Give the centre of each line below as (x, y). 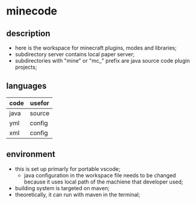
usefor (40, 103)
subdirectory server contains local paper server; (75, 54)
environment (31, 154)
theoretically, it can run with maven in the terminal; (77, 194)
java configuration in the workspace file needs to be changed (100, 175)
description (28, 33)
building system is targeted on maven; (62, 188)
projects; (26, 67)
